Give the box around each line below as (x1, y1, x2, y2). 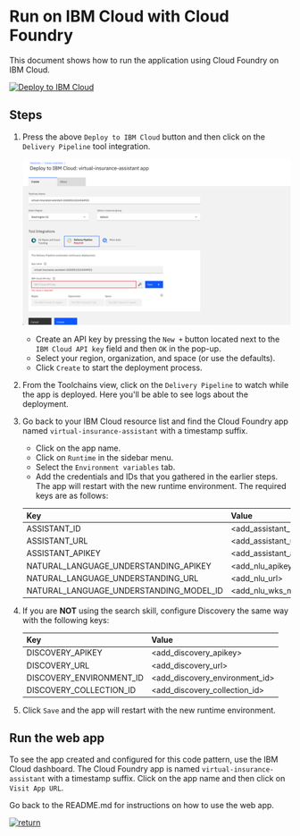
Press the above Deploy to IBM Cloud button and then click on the (21, 131, 266, 142)
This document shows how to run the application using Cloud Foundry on (9, 55, 279, 65)
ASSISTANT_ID (26, 523, 82, 534)
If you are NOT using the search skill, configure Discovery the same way (21, 605, 288, 616)
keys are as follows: (35, 490, 109, 502)
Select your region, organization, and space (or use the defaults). (35, 353, 276, 364)
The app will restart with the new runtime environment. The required (35, 481, 287, 492)
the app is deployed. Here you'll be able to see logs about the (21, 389, 248, 400)
